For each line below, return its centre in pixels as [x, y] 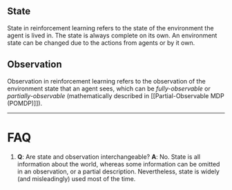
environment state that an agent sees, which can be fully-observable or [109, 88]
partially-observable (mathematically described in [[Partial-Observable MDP [116, 95]
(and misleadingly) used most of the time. [76, 178]
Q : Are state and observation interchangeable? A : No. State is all [109, 156]
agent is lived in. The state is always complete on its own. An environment [112, 35]
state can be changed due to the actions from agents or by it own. [101, 42]
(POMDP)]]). [25, 103]
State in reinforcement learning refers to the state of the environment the [110, 28]
